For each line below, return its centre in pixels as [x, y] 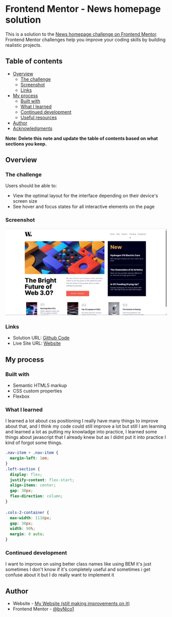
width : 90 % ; [23, 529]
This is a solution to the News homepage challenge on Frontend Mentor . [81, 34]
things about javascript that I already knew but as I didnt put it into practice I [85, 437]
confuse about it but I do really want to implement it [60, 575]
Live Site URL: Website [37, 343]
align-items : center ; [33, 485]
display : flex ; [26, 474]
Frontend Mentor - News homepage [83, 9]
